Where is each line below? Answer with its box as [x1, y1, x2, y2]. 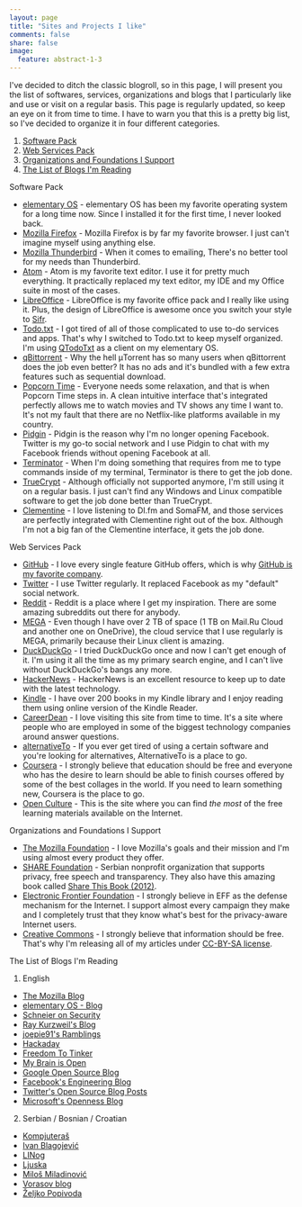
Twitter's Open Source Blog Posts [22, 1086, 148, 1096]
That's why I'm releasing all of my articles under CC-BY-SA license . [22, 938, 272, 949]
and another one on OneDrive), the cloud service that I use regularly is [22, 626, 283, 636]
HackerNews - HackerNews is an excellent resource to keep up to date [22, 674, 286, 684]
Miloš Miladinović [22, 1169, 87, 1179]
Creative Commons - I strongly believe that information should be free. [22, 929, 285, 939]
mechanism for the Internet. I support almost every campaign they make [22, 900, 290, 910]
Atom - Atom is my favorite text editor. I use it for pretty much [22, 266, 250, 276]
